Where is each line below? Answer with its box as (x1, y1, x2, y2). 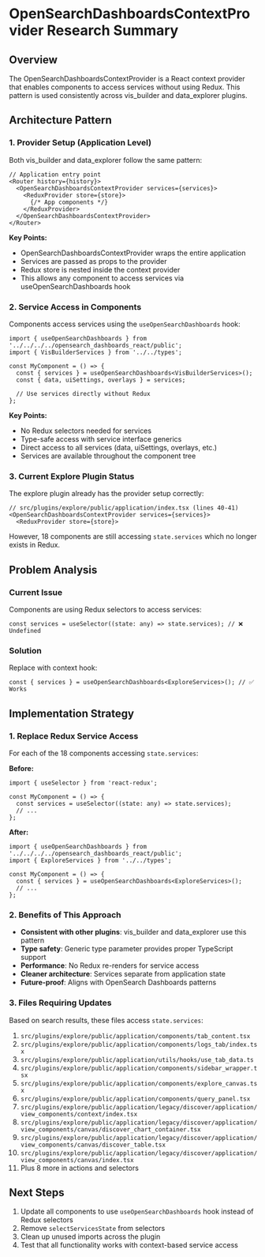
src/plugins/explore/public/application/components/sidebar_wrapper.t (20, 1064, 258, 1072)
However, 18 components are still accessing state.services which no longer (9, 532, 257, 541)
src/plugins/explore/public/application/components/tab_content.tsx (20, 1032, 251, 1040)
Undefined (9, 627, 42, 634)
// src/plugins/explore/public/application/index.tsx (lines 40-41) (9, 504, 239, 512)
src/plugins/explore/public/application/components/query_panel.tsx (20, 1095, 251, 1103)
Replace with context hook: (9, 663, 98, 672)
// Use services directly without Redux (16, 390, 151, 397)
